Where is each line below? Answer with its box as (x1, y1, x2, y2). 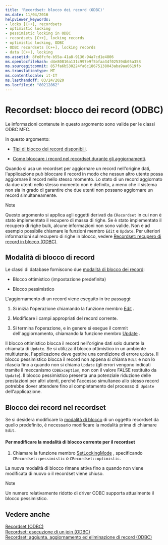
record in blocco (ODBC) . (5, 238, 58, 245)
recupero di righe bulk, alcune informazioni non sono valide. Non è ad (5, 223, 150, 229)
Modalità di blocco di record (5, 253, 95, 261)
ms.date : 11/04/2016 (5, 12, 49, 17)
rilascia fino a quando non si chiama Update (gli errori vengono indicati (5, 362, 151, 368)
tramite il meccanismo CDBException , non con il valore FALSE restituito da (5, 367, 157, 373)
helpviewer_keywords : (5, 17, 51, 22)
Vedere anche (5, 510, 50, 519)
